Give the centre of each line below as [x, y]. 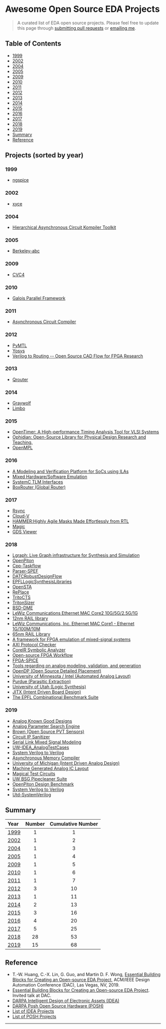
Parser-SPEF [25, 571]
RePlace [21, 592]
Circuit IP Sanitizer [31, 736]
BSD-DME [22, 608]
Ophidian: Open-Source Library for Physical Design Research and [79, 437]
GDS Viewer [24, 532]
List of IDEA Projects [33, 1011]
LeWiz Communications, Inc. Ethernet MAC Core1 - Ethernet [73, 624]
